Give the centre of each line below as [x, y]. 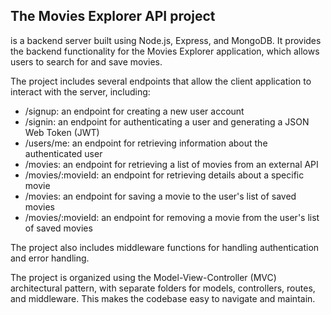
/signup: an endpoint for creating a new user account [134, 111]
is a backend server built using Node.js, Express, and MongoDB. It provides [166, 40]
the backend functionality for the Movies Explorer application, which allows [165, 51]
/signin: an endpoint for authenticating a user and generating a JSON [167, 121]
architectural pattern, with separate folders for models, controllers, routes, [163, 288]
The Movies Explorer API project [113, 16]
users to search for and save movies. [86, 61]
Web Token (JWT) [62, 132]
